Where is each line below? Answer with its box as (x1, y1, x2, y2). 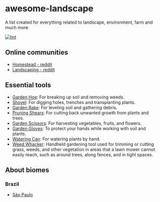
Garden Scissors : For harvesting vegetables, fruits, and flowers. (12, 120, 142, 126)
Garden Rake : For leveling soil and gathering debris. (12, 104, 118, 110)
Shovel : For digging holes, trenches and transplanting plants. (12, 99, 136, 105)
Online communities (5, 48, 68, 57)
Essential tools (5, 81, 51, 89)
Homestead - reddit (12, 61, 53, 67)
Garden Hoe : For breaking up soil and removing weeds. (12, 94, 125, 100)
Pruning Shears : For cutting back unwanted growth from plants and (12, 109, 149, 116)
